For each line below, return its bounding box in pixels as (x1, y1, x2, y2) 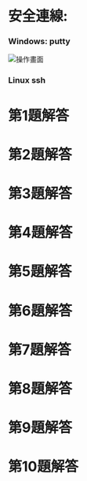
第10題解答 (8, 458, 78, 475)
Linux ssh (8, 75, 45, 86)
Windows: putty (8, 36, 71, 47)
